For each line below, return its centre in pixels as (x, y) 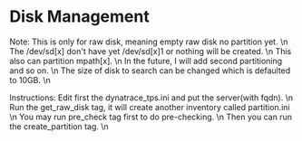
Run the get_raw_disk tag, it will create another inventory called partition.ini (150, 107)
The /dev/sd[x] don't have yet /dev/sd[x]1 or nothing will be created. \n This (151, 51)
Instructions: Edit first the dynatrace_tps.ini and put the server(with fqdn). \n (151, 98)
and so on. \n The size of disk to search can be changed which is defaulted (150, 70)
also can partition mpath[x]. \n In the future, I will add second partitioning (146, 61)
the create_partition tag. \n (59, 126)
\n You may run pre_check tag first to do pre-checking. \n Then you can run (151, 117)
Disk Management (79, 17)
